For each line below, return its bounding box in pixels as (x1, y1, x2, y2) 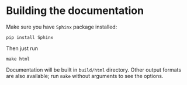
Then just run (6, 45, 39, 52)
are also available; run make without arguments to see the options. (6, 72, 164, 79)
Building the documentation (6, 4, 144, 17)
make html (6, 56, 30, 62)
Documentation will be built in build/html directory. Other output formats (6, 66, 182, 73)
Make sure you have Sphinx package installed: (6, 23, 117, 30)
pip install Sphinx (6, 34, 54, 40)
